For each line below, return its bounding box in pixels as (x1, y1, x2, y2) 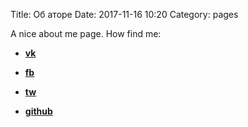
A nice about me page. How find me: (10, 28, 162, 39)
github (24, 105, 53, 117)
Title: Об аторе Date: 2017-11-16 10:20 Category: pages (10, 9, 239, 20)
